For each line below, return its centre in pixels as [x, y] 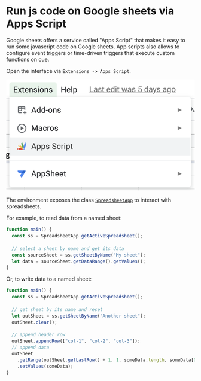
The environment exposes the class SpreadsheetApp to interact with [89, 200]
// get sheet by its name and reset [57, 309]
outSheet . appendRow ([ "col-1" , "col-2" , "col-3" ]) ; [76, 341]
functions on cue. [28, 59]
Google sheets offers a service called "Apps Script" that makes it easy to [96, 40]
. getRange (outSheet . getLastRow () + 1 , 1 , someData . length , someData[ [106, 360]
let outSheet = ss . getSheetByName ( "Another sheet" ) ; [79, 316]
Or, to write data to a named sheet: [49, 279]
